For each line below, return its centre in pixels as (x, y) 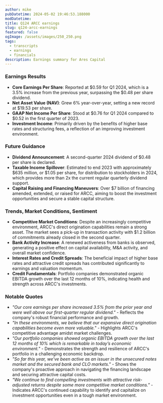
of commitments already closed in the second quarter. (66, 238)
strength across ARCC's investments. (50, 284)
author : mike (18, 10)
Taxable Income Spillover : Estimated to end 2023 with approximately (82, 167)
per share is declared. (34, 162)
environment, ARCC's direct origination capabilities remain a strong (80, 227)
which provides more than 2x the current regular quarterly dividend (80, 178)
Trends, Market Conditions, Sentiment (51, 211)
